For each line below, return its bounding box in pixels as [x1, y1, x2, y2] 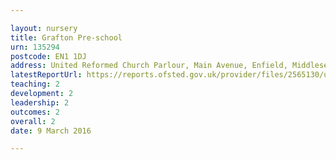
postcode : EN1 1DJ [10, 51, 87, 61]
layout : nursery [10, 23, 78, 33]
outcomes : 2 [10, 107, 60, 117]
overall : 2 [10, 116, 56, 126]
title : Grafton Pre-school [10, 32, 123, 43]
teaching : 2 [10, 79, 60, 90]
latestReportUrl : [10, 70, 83, 80]
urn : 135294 [10, 42, 60, 52]
